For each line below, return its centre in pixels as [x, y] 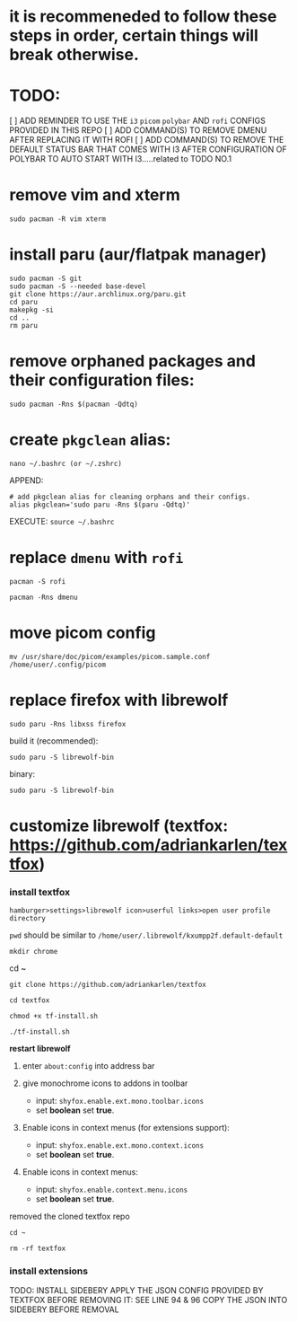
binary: [22, 773]
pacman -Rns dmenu [44, 597]
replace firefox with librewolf [119, 700]
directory [28, 919]
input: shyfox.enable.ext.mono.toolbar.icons [120, 1101]
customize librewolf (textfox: [119, 826]
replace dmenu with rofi [96, 558]
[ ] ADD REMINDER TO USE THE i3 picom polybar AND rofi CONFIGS [138, 121]
